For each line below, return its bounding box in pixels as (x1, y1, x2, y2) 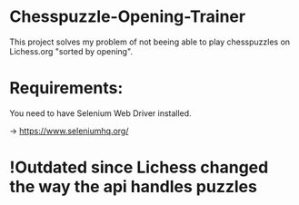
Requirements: (9, 78, 124, 99)
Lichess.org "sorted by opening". (9, 45, 134, 56)
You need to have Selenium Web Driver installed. (9, 107, 193, 119)
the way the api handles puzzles (9, 177, 257, 197)
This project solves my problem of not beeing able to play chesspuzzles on (9, 36, 291, 47)
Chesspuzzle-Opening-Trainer (9, 6, 246, 27)
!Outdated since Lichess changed (9, 157, 269, 178)
